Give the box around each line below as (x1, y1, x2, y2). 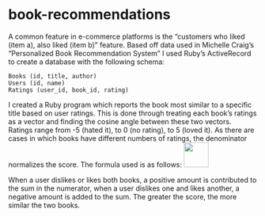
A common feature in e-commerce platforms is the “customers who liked (8, 32, 245, 41)
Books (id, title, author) (8, 72, 97, 80)
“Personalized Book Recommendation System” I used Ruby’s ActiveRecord (8, 48, 252, 58)
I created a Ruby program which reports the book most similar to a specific (8, 100, 252, 109)
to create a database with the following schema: (8, 57, 165, 66)
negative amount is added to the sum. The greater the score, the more (8, 191, 237, 201)
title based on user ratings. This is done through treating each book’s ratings (8, 108, 257, 118)
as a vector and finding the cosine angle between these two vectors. (8, 116, 232, 126)
